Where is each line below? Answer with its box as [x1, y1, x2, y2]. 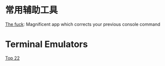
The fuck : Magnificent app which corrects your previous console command [5, 21, 160, 27]
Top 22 [5, 55, 20, 61]
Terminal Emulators [5, 39, 88, 50]
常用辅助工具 [5, 4, 58, 16]
